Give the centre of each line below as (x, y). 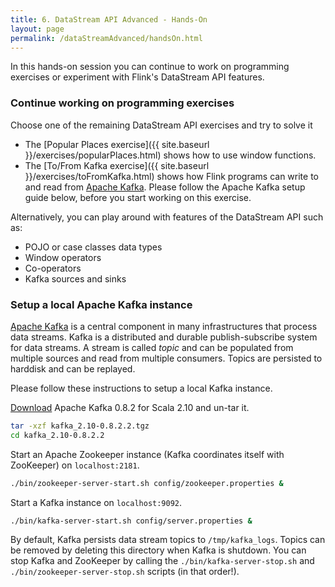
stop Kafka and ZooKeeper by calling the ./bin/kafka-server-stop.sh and (162, 561)
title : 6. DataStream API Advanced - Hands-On (109, 19)
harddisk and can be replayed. (73, 368)
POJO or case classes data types (93, 247)
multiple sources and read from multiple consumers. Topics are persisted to (166, 358)
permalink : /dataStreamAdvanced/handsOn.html (106, 38)
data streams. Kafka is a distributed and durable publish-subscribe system (164, 337)
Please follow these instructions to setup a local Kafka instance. (141, 388)
